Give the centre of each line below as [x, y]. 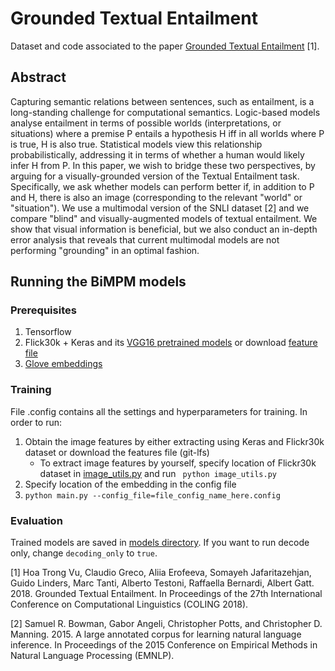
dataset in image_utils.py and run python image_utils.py [158, 473]
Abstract [38, 77]
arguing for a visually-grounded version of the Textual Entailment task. [155, 176]
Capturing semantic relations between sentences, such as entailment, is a [162, 101]
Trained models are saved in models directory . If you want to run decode [160, 543]
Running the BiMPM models [98, 282]
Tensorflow [48, 332]
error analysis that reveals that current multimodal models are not [145, 239]
